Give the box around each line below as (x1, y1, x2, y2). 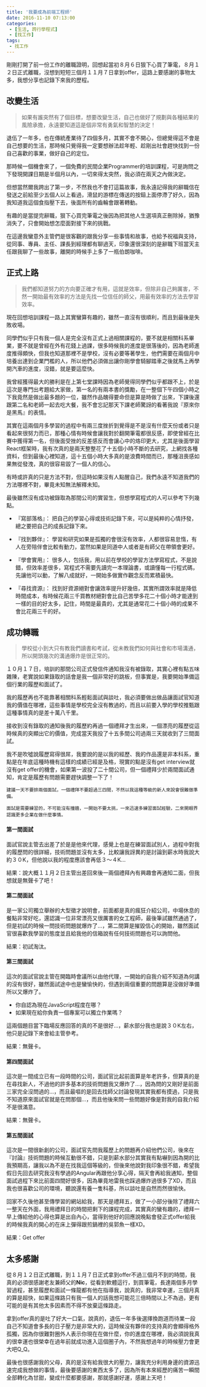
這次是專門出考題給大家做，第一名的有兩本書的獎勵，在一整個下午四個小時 (6, 385, 194, 393)
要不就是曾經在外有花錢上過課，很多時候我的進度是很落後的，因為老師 (17, 342, 194, 349)
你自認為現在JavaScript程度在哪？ (15, 1001, 102, 1008)
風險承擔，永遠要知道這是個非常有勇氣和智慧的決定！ (21, 121, 156, 128)
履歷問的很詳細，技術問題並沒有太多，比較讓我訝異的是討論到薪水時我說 (11, 848, 194, 856)
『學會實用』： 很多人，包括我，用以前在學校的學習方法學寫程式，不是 (15, 556, 192, 563)
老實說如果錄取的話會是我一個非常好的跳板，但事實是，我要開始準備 (22, 673, 194, 681)
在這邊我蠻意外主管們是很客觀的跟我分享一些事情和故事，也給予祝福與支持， (6, 232, 200, 240)
